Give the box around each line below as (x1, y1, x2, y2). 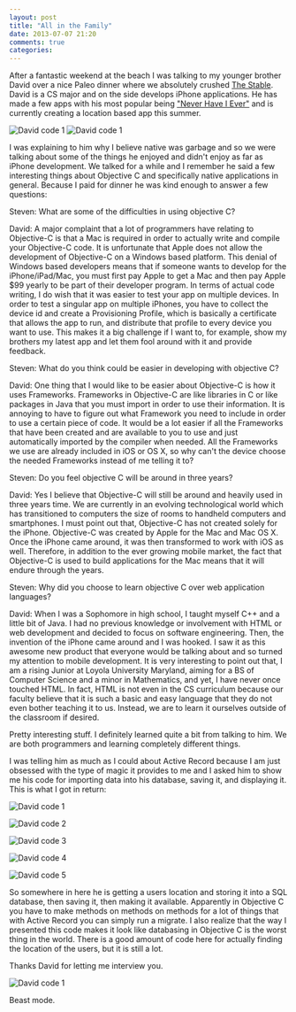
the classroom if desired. (9, 712, 100, 722)
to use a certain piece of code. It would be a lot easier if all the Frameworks (9, 418, 284, 429)
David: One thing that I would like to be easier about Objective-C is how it (9, 380, 276, 390)
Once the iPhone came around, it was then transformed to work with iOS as (9, 537, 285, 547)
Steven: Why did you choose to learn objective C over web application (9, 582, 265, 593)
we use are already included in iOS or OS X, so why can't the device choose (9, 446, 286, 457)
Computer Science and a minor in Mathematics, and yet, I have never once (9, 675, 281, 685)
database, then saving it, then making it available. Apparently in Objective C (9, 896, 285, 908)
